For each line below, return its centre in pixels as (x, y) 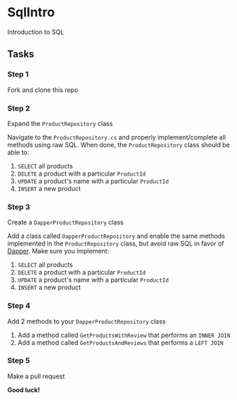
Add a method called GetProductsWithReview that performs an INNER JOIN (124, 335)
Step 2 (19, 108)
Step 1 (18, 74)
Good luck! (24, 389)
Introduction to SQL (36, 32)
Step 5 (19, 360)
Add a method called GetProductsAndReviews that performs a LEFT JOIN (121, 342)
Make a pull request (36, 376)
